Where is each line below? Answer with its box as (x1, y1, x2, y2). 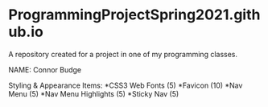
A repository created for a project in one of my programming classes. (8, 49, 238, 59)
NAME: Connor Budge (8, 64, 82, 74)
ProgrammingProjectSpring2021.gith (8, 6, 261, 24)
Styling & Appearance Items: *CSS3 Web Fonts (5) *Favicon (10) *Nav (8, 80, 243, 90)
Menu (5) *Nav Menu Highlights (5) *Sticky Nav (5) (8, 88, 179, 98)
